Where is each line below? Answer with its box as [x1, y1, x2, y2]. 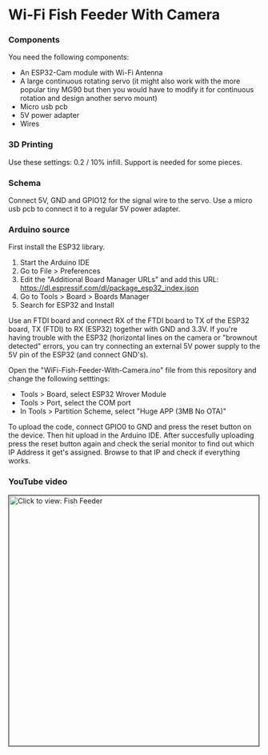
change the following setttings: [8, 374, 110, 384]
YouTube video [8, 476, 68, 487]
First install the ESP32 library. [8, 242, 106, 252]
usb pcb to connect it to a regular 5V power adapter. [8, 204, 181, 214]
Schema [8, 177, 42, 188]
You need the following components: [8, 52, 130, 62]
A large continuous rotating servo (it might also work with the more [19, 76, 241, 86]
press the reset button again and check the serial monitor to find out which [8, 439, 254, 449]
